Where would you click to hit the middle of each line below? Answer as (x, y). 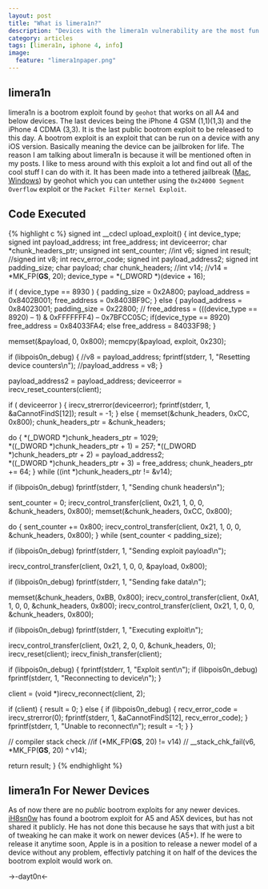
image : (19, 53)
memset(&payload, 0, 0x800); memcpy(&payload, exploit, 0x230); (117, 341)
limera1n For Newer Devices (79, 790)
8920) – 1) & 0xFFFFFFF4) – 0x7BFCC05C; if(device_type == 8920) (119, 317)
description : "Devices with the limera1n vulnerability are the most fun (134, 30)
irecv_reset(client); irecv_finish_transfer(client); (85, 653)
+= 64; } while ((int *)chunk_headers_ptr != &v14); (90, 471)
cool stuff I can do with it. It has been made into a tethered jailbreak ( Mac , (130, 172)
